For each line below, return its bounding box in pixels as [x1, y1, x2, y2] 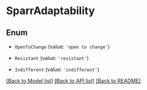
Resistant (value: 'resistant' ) [14, 55, 89, 61]
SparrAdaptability [6, 4, 95, 18]
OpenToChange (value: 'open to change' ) [14, 43, 110, 50]
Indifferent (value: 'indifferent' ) [14, 66, 100, 73]
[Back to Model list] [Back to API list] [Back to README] [6, 78, 141, 84]
